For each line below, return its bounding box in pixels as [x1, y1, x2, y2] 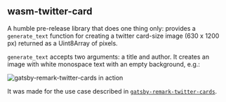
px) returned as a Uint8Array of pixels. [7, 38, 118, 48]
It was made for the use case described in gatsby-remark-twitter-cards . [7, 87, 218, 95]
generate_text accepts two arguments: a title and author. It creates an [7, 52, 209, 61]
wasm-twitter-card [7, 6, 93, 17]
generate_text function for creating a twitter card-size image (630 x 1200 [7, 31, 220, 40]
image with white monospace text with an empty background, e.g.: [7, 59, 200, 68]
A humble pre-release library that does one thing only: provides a [7, 24, 197, 32]
